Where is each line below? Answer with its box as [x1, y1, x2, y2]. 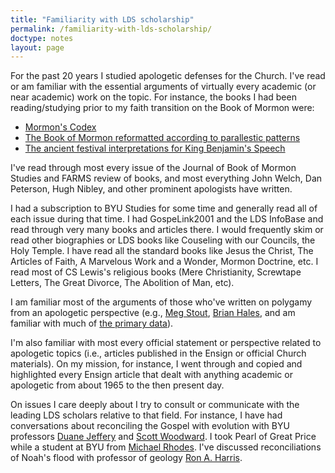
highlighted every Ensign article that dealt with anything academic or [10, 369, 293, 381]
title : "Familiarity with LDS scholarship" [10, 14, 195, 25]
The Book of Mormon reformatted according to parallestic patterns [24, 132, 301, 144]
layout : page [10, 42, 65, 53]
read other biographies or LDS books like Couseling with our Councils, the [10, 234, 316, 246]
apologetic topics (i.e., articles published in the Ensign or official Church [10, 347, 307, 360]
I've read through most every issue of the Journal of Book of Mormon [10, 162, 297, 174]
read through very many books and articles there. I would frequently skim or [10, 224, 324, 236]
